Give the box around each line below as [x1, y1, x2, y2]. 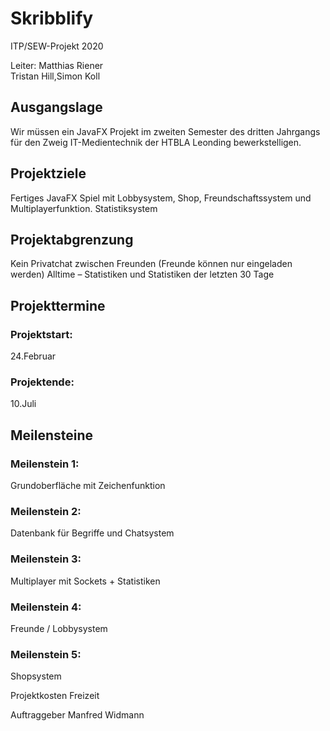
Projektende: [10, 375, 75, 389]
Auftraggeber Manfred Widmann [10, 709, 145, 721]
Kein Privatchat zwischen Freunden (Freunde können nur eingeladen [10, 258, 293, 270]
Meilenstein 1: [10, 457, 80, 471]
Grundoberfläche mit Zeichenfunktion [10, 480, 166, 492]
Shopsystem [10, 670, 62, 682]
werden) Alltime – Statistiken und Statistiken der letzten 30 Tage [10, 268, 275, 281]
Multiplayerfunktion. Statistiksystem [10, 202, 158, 214]
